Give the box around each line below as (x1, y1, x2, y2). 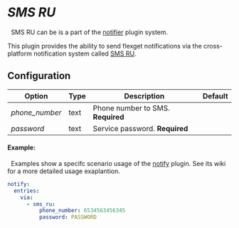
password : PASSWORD (38, 214, 97, 221)
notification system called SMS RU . (33, 49, 137, 58)
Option (24, 90, 48, 100)
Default (202, 90, 228, 100)
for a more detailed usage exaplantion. (7, 167, 120, 175)
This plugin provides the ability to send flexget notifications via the (7, 41, 203, 50)
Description (124, 90, 165, 100)
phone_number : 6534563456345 (38, 207, 126, 214)
